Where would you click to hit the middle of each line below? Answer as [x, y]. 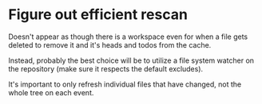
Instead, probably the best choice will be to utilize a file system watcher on [131, 60]
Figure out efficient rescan [98, 15]
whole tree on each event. [51, 92]
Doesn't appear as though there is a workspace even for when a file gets [128, 37]
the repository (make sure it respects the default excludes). [106, 68]
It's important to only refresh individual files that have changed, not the [125, 84]
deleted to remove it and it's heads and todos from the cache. [110, 44]
